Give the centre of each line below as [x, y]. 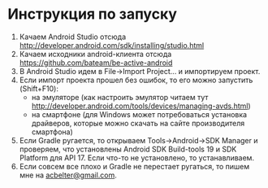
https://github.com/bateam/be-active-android [96, 63]
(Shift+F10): [39, 88]
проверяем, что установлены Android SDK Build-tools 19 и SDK [128, 149]
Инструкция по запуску [93, 14]
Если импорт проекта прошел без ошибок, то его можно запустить [136, 80]
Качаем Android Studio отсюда [73, 37]
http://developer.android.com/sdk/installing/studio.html [112, 45]
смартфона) [52, 132]
